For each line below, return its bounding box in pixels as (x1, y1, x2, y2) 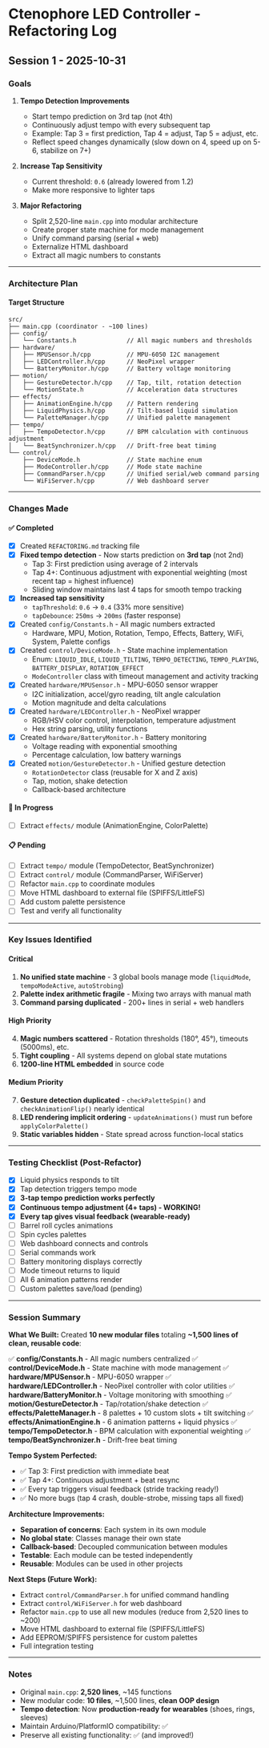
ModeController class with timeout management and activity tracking (31, 671, 259, 682)
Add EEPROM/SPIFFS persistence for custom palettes (19, 1633, 198, 1642)
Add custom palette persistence (19, 897, 126, 907)
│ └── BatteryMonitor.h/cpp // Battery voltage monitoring (8, 365, 231, 373)
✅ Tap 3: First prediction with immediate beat (19, 1467, 170, 1476)
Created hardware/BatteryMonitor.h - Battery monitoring (19, 732, 207, 742)
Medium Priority (8, 1078, 64, 1087)
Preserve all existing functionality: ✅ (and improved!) (19, 1730, 195, 1740)
